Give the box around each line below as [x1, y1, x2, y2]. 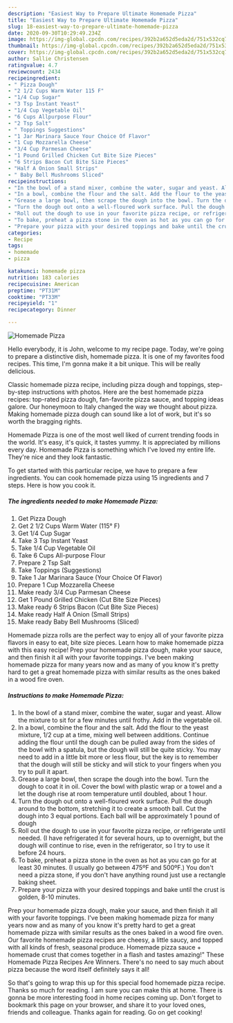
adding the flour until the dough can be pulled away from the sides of [17, 738, 216, 746]
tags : [8, 242, 24, 250]
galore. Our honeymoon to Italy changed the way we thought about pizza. [8, 403, 218, 411]
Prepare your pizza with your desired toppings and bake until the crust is [17, 885, 225, 893]
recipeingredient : [8, 74, 61, 82]
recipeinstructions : [8, 178, 68, 184]
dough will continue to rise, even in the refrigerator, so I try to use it [17, 841, 210, 850]
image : [8, 36, 27, 43]
